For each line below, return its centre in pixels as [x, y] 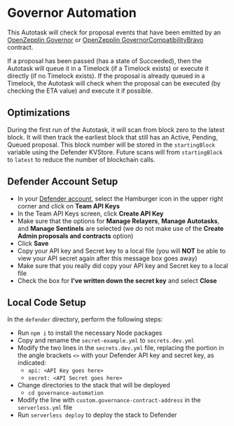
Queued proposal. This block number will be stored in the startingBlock [111, 145]
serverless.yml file [45, 408]
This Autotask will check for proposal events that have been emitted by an [114, 32]
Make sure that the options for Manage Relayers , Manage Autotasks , [118, 221]
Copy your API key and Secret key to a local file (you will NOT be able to [122, 251]
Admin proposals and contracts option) [75, 236]
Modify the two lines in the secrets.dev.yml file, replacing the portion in [121, 348]
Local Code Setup [47, 302]
